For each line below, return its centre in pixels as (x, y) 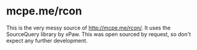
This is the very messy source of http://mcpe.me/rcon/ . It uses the (88, 28)
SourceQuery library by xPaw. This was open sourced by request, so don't (98, 34)
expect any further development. (47, 40)
